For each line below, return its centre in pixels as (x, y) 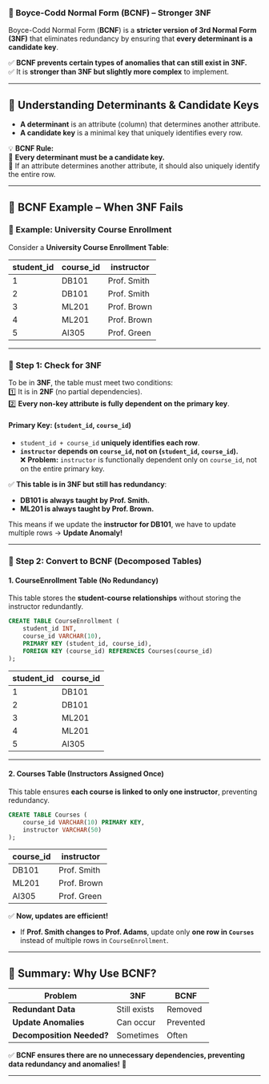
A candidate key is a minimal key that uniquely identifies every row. (131, 133)
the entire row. (32, 175)
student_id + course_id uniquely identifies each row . (110, 443)
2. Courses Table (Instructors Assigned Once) (86, 774)
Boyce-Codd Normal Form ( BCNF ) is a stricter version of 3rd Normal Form (132, 30)
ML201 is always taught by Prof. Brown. (87, 509)
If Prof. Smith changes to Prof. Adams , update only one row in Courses (137, 932)
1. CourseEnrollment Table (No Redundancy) (83, 580)
